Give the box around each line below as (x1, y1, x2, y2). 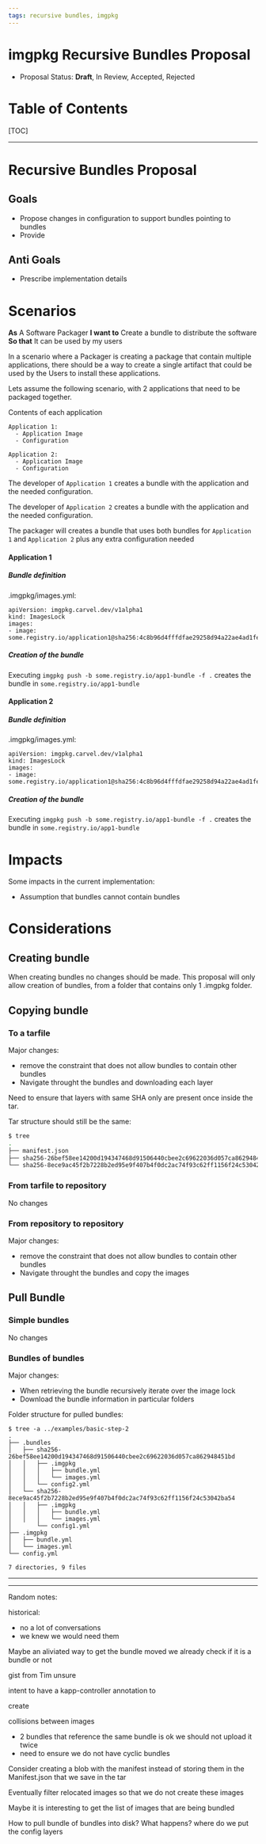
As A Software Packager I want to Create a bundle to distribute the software (8, 328, 257, 337)
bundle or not (8, 1655, 53, 1664)
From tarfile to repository (8, 1181, 107, 1192)
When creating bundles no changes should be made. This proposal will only (8, 972, 256, 982)
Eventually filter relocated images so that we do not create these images (8, 1787, 244, 1797)
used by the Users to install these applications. (8, 369, 161, 378)
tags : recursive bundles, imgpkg (8, 11, 119, 20)
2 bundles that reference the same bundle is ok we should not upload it (19, 1732, 253, 1741)
